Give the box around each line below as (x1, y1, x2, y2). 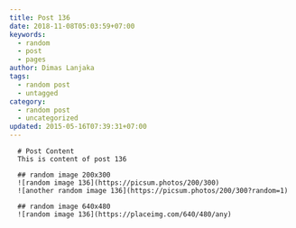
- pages (17, 55, 47, 64)
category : (9, 96, 47, 106)
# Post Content (17, 147, 75, 156)
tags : (9, 72, 30, 81)
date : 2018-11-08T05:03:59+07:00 (9, 22, 135, 31)
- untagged (17, 88, 59, 97)
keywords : (9, 30, 47, 39)
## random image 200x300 (17, 170, 111, 179)
